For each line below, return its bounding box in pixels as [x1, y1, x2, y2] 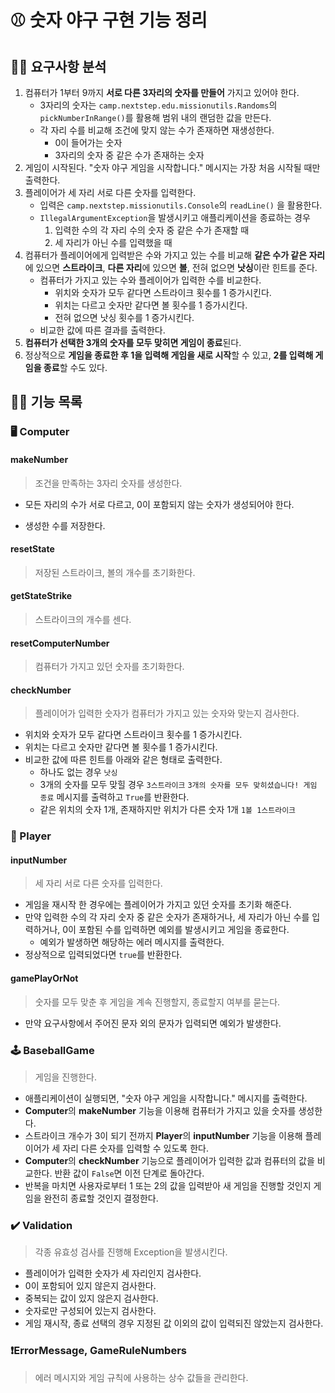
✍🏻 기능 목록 [10, 394, 83, 411]
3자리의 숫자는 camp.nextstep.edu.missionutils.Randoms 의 [39, 99, 278, 111]
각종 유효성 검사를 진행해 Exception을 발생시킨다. [34, 1246, 228, 1258]
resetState [10, 543, 55, 555]
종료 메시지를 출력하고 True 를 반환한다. [39, 791, 190, 803]
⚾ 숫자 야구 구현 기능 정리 [10, 9, 208, 32]
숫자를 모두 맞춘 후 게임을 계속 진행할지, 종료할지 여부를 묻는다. [34, 996, 281, 1008]
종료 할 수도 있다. [43, 362, 108, 373]
